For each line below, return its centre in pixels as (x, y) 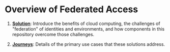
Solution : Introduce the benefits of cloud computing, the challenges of (86, 23)
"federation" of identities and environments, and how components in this (88, 29)
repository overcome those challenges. (53, 34)
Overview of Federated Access (72, 9)
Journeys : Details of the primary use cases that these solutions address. (89, 44)
